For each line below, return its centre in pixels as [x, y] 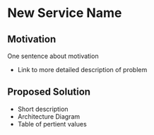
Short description [43, 109]
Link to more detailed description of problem [82, 70]
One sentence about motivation [53, 56]
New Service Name [65, 13]
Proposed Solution [49, 92]
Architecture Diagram [49, 116]
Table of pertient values [52, 124]
